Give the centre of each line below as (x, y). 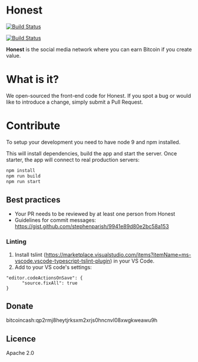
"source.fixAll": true (49, 283)
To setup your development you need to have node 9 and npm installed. (93, 142)
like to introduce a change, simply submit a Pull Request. (75, 102)
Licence (21, 339)
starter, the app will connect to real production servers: (73, 160)
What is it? (33, 79)
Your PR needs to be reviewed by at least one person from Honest (95, 214)
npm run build (24, 176)
